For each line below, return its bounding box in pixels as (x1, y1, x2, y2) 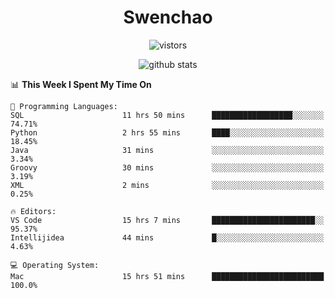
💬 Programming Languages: (10, 101, 118, 111)
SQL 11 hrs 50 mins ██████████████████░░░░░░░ (10, 110, 325, 120)
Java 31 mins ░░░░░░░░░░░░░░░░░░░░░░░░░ (10, 145, 325, 155)
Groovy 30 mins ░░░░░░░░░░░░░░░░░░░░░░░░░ (10, 162, 325, 173)
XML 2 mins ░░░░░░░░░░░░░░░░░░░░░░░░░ (10, 180, 325, 190)
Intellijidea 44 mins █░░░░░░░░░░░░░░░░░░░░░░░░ (10, 232, 325, 243)
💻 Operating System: (10, 260, 100, 270)
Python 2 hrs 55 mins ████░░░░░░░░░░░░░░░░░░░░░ (10, 127, 325, 138)
